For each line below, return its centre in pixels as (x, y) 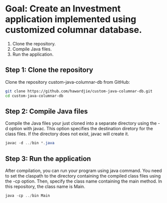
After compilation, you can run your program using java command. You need (83, 171)
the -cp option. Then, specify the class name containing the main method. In (84, 181)
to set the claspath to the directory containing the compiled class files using (83, 176)
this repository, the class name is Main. (45, 187)
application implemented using (71, 19)
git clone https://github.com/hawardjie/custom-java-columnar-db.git (79, 91)
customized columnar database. (74, 30)
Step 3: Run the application (48, 158)
